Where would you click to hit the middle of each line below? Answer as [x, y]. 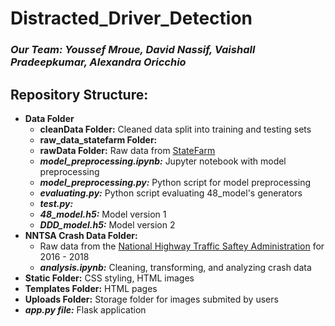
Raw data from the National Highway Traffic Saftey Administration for [182, 246]
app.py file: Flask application [85, 309]
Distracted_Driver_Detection [131, 18]
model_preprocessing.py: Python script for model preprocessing [175, 182]
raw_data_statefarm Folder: [98, 139]
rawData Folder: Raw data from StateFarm [127, 150]
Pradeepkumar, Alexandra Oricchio [98, 62]
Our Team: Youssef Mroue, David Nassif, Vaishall [133, 50]
